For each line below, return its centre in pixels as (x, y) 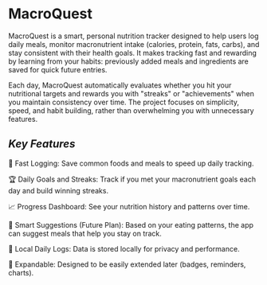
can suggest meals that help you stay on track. (85, 233)
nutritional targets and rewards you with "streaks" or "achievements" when (132, 93)
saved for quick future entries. (58, 69)
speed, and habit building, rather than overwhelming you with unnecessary (131, 110)
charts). (21, 272)
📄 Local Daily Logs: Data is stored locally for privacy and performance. (124, 248)
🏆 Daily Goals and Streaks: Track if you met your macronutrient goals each (132, 179)
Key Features (42, 144)
